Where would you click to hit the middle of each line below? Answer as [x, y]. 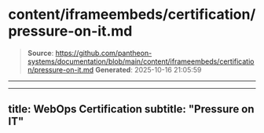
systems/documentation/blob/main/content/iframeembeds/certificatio [141, 61]
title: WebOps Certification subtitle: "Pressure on [131, 109]
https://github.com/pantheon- [104, 53]
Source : [40, 53]
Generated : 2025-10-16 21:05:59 [148, 69]
